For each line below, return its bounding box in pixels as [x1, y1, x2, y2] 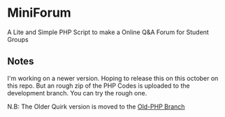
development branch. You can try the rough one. [7, 88, 147, 97]
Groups [7, 35, 29, 43]
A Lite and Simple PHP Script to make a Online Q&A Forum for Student [7, 28, 210, 36]
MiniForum [7, 5, 71, 21]
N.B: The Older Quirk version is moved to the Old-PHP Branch [7, 102, 185, 111]
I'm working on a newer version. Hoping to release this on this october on [7, 74, 219, 82]
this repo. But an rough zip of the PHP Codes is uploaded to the [7, 81, 190, 90]
